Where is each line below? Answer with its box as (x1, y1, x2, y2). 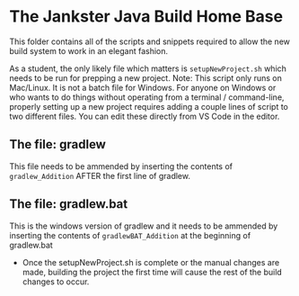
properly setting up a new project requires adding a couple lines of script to (9, 101, 289, 112)
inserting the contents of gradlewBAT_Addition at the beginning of (9, 229, 251, 240)
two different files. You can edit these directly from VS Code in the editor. (9, 111, 280, 121)
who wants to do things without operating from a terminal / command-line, (9, 92, 285, 103)
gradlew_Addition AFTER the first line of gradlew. (9, 170, 191, 181)
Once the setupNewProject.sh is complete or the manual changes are (22, 256, 280, 267)
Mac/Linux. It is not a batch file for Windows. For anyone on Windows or (9, 82, 277, 93)
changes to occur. (22, 276, 90, 287)
